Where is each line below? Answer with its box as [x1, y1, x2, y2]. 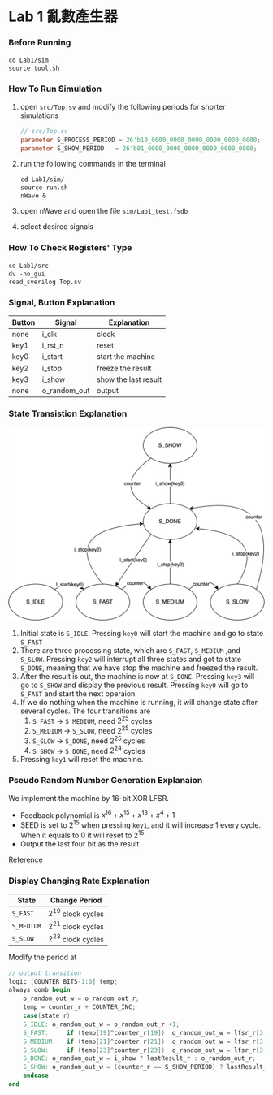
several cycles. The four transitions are [19, 706, 151, 716]
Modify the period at [8, 952, 77, 962]
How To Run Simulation [8, 83, 102, 94]
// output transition [8, 968, 82, 977]
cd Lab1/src [8, 262, 49, 270]
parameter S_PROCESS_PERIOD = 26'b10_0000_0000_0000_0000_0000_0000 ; [19, 136, 262, 144]
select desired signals [19, 222, 93, 232]
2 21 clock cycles [48, 920, 104, 931]
